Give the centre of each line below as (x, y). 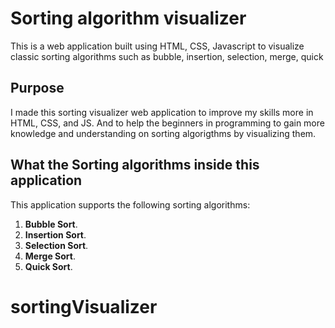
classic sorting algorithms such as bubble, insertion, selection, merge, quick (167, 56)
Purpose (37, 88)
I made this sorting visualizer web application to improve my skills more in (162, 112)
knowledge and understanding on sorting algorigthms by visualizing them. (163, 133)
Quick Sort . (48, 266)
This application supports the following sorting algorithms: (130, 204)
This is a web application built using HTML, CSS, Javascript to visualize (157, 46)
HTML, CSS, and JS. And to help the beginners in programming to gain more (167, 123)
